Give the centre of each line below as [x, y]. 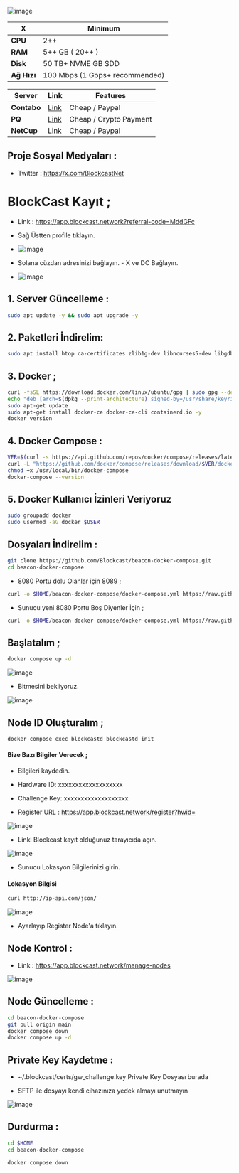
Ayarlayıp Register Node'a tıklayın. [68, 926]
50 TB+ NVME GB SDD [81, 64]
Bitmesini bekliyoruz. [48, 687]
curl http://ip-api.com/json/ [52, 899]
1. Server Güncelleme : [58, 299]
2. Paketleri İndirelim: [55, 337]
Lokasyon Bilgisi [32, 883]
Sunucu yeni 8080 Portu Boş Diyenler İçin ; [81, 607]
